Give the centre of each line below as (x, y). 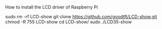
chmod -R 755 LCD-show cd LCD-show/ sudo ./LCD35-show (68, 22)
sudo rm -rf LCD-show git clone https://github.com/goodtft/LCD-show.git (81, 16)
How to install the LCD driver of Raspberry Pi (52, 7)
